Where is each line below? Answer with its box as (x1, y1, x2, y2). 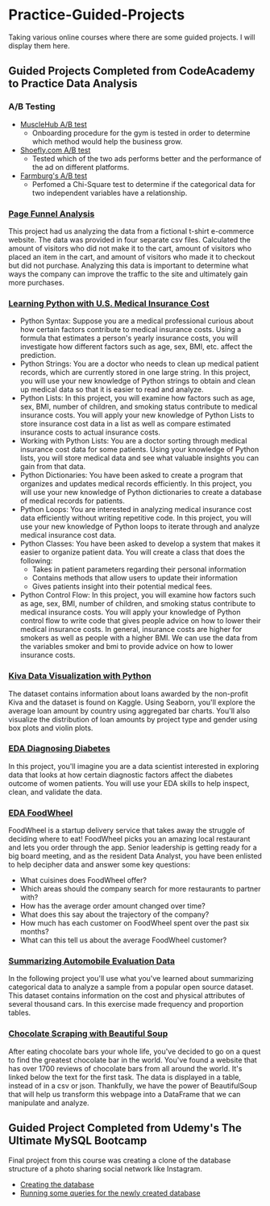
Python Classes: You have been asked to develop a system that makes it (19, 539, 260, 549)
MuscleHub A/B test (19, 119, 87, 129)
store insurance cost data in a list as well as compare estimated (19, 419, 231, 429)
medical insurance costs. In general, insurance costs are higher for (19, 625, 243, 634)
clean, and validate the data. (8, 787, 102, 796)
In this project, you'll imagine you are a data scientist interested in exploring (8, 761, 260, 771)
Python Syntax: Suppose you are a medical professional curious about (19, 316, 254, 326)
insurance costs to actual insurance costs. (19, 427, 161, 437)
